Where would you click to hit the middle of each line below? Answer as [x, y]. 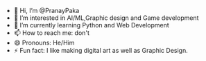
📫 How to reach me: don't [52, 33]
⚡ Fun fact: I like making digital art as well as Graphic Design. [101, 50]
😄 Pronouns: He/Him [44, 42]
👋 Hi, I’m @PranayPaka [46, 11]
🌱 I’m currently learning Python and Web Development [92, 25]
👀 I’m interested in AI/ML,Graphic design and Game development [106, 18]
